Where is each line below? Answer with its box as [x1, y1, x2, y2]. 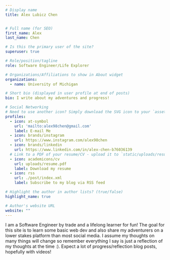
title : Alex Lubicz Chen [5, 12, 58, 17]
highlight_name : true [5, 194, 51, 199]
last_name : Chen [5, 35, 39, 41]
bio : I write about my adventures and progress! [5, 95, 110, 101]
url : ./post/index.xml [14, 176, 62, 181]
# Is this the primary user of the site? [5, 44, 94, 50]
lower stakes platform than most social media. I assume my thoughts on [5, 233, 155, 239]
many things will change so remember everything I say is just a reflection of [5, 238, 163, 244]
